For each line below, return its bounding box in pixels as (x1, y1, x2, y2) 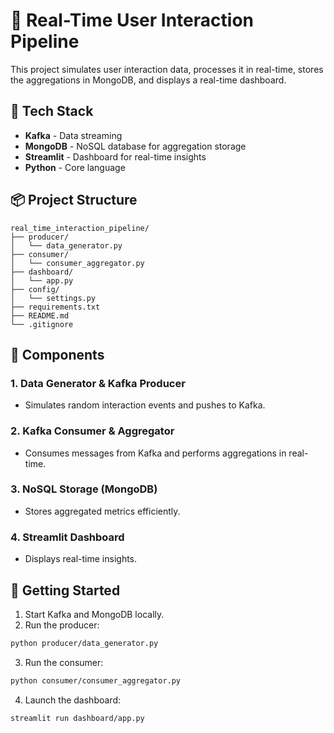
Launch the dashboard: (24, 694, 122, 706)
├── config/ (10, 284, 60, 294)
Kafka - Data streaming (24, 129, 123, 141)
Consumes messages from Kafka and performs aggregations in (24, 447, 287, 459)
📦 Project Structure (10, 192, 138, 209)
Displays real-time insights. (24, 553, 138, 565)
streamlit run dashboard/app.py (10, 713, 145, 723)
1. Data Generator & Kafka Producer (10, 376, 186, 390)
